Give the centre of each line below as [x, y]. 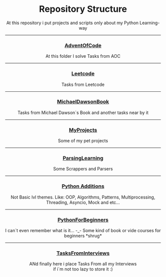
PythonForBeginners [83, 220]
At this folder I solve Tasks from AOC [83, 56]
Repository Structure [83, 9]
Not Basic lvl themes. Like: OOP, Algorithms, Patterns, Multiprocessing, [83, 197]
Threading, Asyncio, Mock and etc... [83, 202]
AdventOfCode [83, 45]
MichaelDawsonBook [83, 102]
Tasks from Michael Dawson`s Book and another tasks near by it [83, 113]
